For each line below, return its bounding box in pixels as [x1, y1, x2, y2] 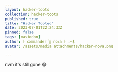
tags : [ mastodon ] [5, 35, 41, 40]
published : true [5, 16, 38, 21]
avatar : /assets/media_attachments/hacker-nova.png [5, 44, 113, 48]
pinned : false [5, 30, 34, 35]
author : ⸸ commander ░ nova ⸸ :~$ [5, 39, 75, 44]
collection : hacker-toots [5, 12, 58, 17]
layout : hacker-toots [5, 7, 50, 12]
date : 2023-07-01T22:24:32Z [5, 25, 63, 30]
